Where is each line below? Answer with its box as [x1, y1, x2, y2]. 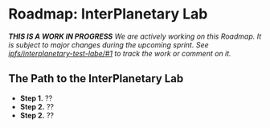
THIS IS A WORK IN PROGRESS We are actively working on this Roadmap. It [8, 31, 262, 41]
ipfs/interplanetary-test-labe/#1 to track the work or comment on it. [8, 48, 231, 58]
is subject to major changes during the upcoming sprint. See [8, 39, 209, 49]
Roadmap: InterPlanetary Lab [8, 5, 208, 23]
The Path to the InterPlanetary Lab [8, 72, 184, 85]
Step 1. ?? [19, 93, 53, 103]
